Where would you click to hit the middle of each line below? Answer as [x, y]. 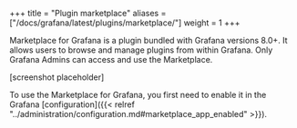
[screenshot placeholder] [57, 77]
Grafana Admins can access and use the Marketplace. [111, 59]
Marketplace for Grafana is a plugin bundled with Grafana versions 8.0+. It [149, 40]
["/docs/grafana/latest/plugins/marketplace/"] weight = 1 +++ [125, 23]
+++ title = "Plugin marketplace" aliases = [88, 13]
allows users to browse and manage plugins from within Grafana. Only [141, 50]
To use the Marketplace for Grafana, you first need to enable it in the [138, 95]
